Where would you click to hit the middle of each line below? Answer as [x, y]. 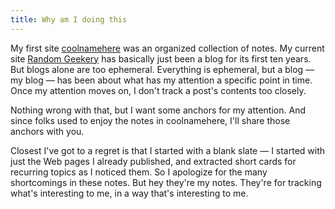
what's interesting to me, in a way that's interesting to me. [129, 193]
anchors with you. [47, 131]
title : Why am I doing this [69, 19]
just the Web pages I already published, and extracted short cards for [153, 161]
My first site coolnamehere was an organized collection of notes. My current [167, 48]
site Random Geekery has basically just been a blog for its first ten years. [161, 58]
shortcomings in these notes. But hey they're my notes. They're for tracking [166, 182]
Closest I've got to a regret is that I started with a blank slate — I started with [168, 150]
